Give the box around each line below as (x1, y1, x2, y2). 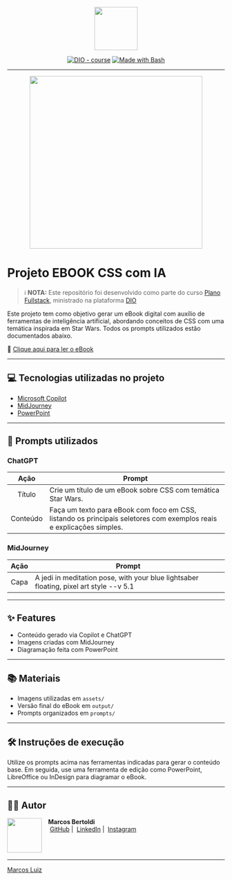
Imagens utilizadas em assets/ (17, 694, 105, 702)
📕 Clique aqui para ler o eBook (7, 345, 94, 353)
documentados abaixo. (7, 332, 72, 340)
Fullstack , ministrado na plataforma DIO (23, 296, 137, 304)
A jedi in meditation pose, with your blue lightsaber (35, 573, 199, 582)
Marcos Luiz (7, 865, 43, 874)
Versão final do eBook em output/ (17, 702, 114, 710)
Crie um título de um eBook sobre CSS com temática (49, 486, 220, 495)
